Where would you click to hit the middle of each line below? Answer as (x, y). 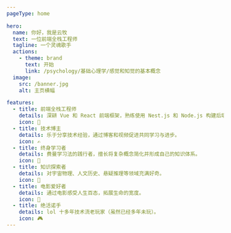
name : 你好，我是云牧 (40, 32)
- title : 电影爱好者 (40, 186)
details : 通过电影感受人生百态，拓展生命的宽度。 (82, 193)
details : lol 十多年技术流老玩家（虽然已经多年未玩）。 (89, 212)
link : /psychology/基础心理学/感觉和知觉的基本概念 (93, 71)
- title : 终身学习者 (40, 148)
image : (22, 77)
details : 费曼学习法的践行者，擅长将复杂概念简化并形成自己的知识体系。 (110, 154)
